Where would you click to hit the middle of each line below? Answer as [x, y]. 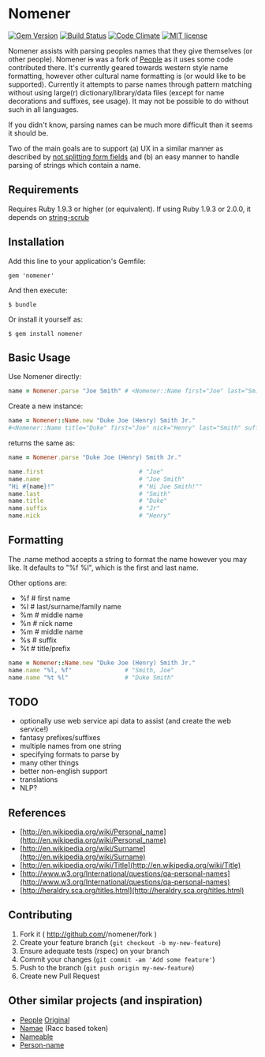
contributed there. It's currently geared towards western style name [118, 67]
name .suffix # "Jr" [84, 508]
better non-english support [63, 771]
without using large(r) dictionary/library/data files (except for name [116, 92]
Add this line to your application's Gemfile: [77, 261]
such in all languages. [43, 109]
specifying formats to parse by [69, 754]
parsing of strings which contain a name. [75, 165]
